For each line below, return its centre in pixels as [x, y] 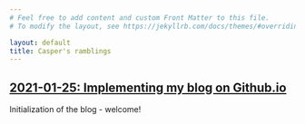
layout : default [40, 43]
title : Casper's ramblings [60, 51]
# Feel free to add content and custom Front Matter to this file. [140, 18]
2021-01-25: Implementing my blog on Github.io [148, 87]
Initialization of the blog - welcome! [75, 110]
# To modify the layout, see [64, 26]
